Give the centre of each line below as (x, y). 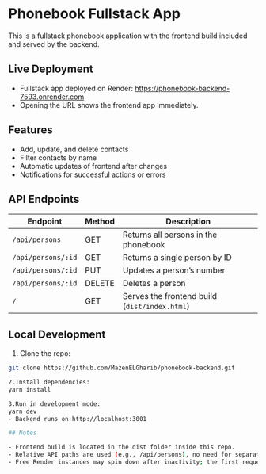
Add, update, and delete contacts (74, 149)
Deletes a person (154, 284)
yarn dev (23, 411)
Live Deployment (51, 69)
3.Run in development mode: (55, 404)
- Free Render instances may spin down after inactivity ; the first (123, 462)
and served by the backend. (54, 44)
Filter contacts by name (58, 157)
